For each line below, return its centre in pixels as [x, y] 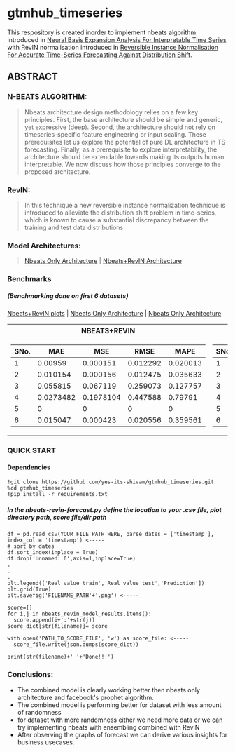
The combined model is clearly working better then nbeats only [109, 690]
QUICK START [31, 450]
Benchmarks [29, 279]
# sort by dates [31, 546]
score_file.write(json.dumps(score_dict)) [76, 645]
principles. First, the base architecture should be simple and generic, [123, 119]
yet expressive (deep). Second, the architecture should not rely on [120, 127]
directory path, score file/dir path [57, 517]
